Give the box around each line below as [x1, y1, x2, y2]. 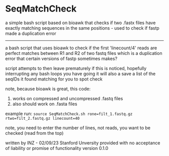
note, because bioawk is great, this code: [5, 86, 91, 92]
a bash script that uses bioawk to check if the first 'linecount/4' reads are [5, 45, 157, 51]
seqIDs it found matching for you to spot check [5, 76, 103, 82]
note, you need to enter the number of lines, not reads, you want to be [5, 124, 151, 131]
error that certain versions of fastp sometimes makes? [5, 55, 118, 61]
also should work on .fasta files [12, 101, 77, 107]
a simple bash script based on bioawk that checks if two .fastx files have [5, 20, 156, 26]
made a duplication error [5, 30, 56, 36]
